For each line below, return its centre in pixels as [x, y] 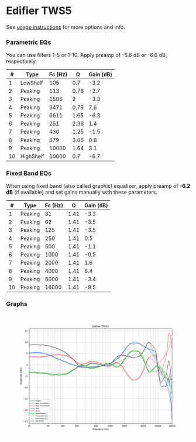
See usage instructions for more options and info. [66, 27]
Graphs [17, 304]
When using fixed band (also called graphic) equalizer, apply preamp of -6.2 [98, 186]
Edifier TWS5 [39, 11]
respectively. [21, 61]
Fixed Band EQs [29, 173]
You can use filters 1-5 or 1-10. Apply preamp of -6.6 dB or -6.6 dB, [87, 55]
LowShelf [32, 83]
